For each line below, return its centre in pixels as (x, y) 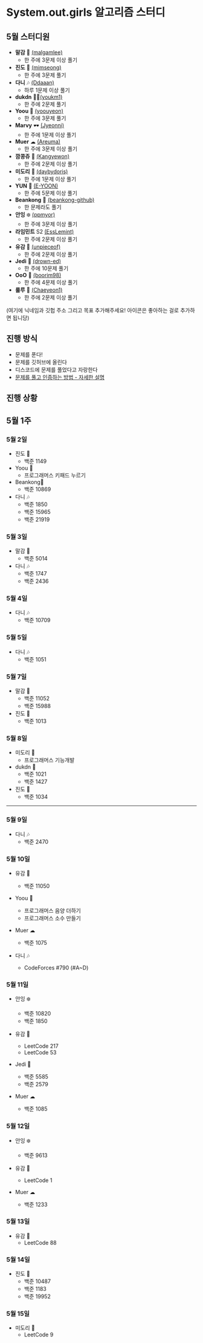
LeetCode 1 (38, 1180)
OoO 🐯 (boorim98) (38, 275)
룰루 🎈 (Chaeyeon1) (39, 290)
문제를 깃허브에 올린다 (41, 362)
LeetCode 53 (40, 1052)
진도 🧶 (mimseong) (38, 67)
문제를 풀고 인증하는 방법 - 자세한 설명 (60, 377)
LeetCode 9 (39, 1335)
